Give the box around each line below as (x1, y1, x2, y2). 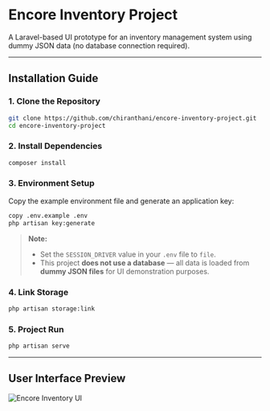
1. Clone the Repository (8, 96, 100, 107)
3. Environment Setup (8, 178, 95, 189)
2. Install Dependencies (8, 141, 103, 152)
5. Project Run (8, 323, 64, 335)
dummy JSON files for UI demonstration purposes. (39, 266, 210, 276)
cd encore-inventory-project (8, 121, 106, 129)
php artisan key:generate (8, 219, 95, 227)
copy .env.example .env (8, 212, 88, 220)
